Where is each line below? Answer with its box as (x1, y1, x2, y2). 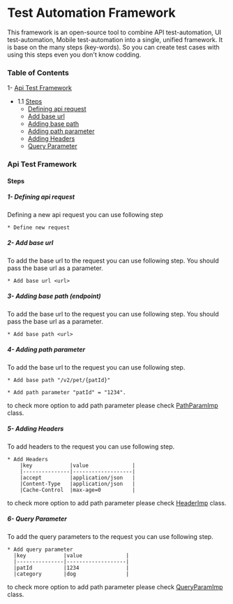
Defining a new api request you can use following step (7, 210, 164, 218)
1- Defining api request (7, 192, 75, 201)
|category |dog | (13, 570, 130, 577)
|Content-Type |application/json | (20, 480, 136, 487)
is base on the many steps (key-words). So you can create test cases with (7, 43, 220, 51)
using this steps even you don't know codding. (7, 50, 142, 59)
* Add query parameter (7, 546, 73, 553)
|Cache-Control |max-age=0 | (20, 486, 136, 493)
